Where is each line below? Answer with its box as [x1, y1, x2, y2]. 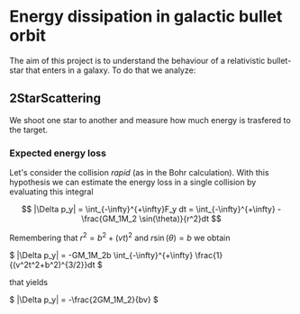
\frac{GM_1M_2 [80, 213, 138, 224]
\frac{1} [195, 249, 223, 260]
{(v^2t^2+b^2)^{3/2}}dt [9, 259, 95, 270]
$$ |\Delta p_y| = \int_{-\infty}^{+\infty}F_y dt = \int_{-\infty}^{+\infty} [21, 204, 277, 215]
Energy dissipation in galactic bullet [9, 6, 283, 27]
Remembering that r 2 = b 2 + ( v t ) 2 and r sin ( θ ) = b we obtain [9, 231, 231, 243]
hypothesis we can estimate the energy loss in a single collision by [9, 177, 257, 188]
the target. [9, 124, 48, 135]
